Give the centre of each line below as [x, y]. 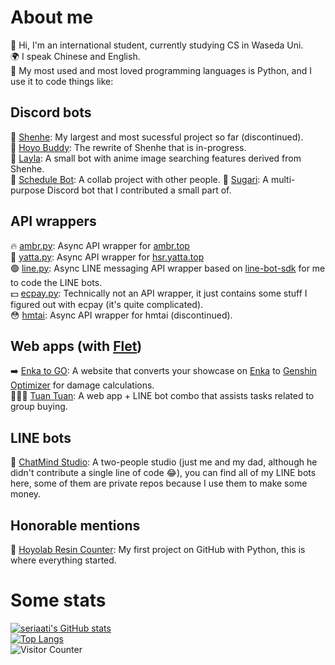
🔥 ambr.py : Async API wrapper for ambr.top [100, 245]
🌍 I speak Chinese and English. [75, 56]
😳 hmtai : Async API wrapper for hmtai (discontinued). [121, 315]
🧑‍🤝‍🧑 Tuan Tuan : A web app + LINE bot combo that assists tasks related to [162, 396]
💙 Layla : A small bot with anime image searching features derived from [156, 158]
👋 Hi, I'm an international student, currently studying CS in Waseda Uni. [157, 45]
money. [26, 494]
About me [52, 17]
